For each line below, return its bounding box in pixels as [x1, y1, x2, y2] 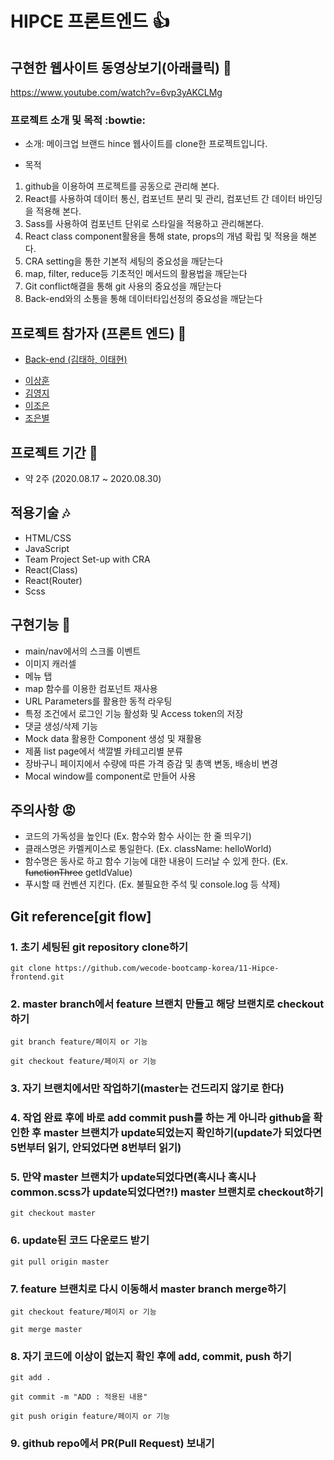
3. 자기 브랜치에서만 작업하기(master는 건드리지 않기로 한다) [10, 1082, 285, 1096]
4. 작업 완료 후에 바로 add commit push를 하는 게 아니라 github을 [10, 1111, 312, 1125]
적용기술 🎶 [10, 505, 70, 522]
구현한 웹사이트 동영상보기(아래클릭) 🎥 [10, 59, 232, 76]
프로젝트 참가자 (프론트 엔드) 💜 [10, 325, 187, 342]
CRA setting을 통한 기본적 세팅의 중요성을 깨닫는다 [24, 255, 224, 267]
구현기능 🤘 [10, 617, 72, 634]
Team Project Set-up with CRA [24, 553, 151, 565]
